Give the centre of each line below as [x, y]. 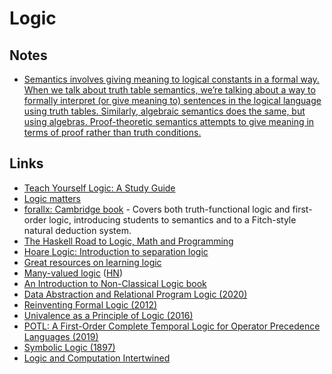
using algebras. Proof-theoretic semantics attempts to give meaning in [169, 121]
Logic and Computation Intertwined [97, 358]
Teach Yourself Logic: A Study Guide [99, 188]
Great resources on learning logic [92, 262]
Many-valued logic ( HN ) [73, 273]
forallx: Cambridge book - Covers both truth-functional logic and [157, 209]
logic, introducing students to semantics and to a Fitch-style [172, 219]
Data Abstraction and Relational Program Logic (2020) [135, 294]
